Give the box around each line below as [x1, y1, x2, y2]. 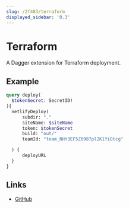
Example [6, 76, 39, 87]
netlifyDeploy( [11, 108, 49, 114]
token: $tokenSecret [21, 125, 73, 131]
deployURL [21, 152, 46, 158]
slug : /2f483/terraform [6, 8, 65, 15]
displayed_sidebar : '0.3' [6, 14, 70, 20]
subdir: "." [21, 114, 52, 120]
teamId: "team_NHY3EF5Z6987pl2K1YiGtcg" [21, 136, 124, 142]
